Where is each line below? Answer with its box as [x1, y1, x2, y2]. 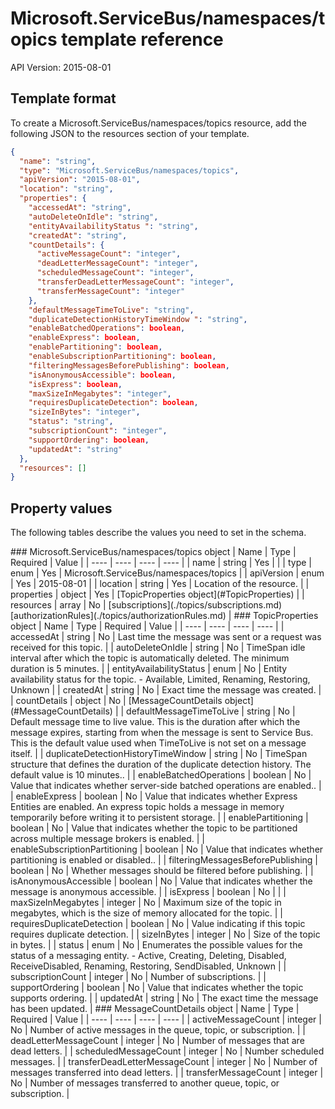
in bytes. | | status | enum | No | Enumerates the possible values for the [10, 939, 303, 951]
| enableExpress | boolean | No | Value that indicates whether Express [10, 790, 298, 802]
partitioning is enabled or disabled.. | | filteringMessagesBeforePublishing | [10, 854, 318, 866]
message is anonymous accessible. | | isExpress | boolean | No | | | [10, 886, 287, 898]
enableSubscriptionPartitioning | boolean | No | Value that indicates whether [10, 843, 324, 856]
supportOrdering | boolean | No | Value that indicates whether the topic [10, 982, 304, 994]
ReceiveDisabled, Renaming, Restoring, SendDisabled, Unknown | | [10, 960, 287, 972]
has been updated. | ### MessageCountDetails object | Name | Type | [10, 1003, 300, 1015]
